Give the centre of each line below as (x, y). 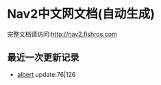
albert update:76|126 (46, 74)
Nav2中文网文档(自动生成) (81, 14)
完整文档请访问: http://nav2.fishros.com (62, 34)
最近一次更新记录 (43, 57)
